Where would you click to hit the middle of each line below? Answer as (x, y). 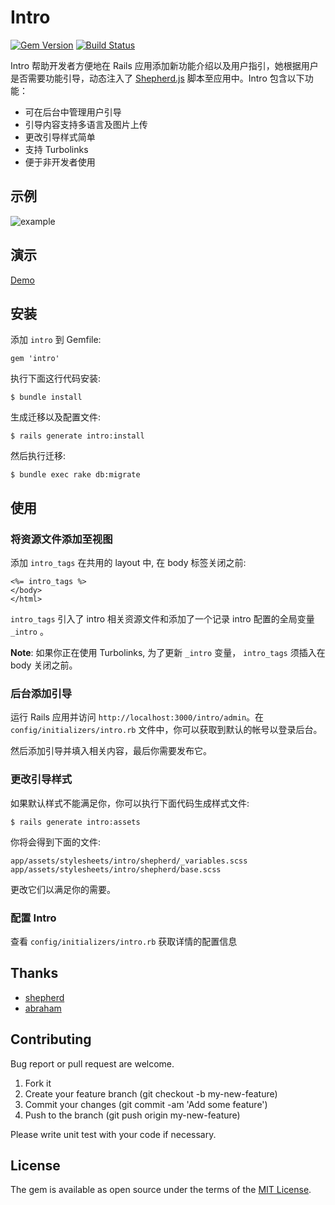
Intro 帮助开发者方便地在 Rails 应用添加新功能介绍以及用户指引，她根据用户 (164, 65)
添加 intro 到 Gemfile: (56, 340)
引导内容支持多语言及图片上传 (86, 124)
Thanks (34, 973)
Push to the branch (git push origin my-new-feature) (132, 1115)
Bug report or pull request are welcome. (92, 1063)
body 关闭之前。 (44, 665)
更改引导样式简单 (60, 137)
